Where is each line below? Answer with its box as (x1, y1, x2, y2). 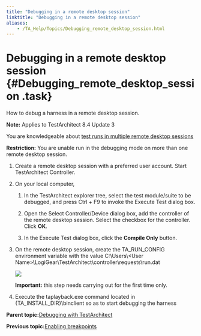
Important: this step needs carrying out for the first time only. (14, 281, 168, 289)
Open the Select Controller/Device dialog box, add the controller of (23, 210, 190, 217)
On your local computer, (14, 181, 75, 188)
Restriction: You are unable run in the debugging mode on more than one (6, 145, 188, 152)
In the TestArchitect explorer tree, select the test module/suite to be (23, 192, 191, 199)
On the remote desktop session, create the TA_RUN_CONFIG (14, 246, 165, 253)
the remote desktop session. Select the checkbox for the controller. (23, 217, 191, 224)
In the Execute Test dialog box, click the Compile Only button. (23, 235, 178, 242)
